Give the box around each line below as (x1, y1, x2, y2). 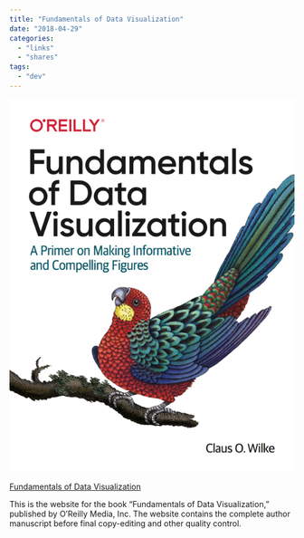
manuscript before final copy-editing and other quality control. (9, 517, 242, 529)
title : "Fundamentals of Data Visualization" (9, 14, 184, 24)
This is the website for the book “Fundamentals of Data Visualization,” (9, 498, 270, 509)
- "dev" (17, 72, 47, 82)
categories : (9, 34, 54, 43)
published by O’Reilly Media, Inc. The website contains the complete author (9, 508, 291, 519)
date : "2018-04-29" (9, 24, 83, 34)
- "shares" (17, 53, 59, 62)
